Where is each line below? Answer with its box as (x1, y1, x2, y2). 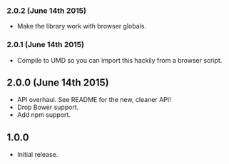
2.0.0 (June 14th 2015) (6, 76, 109, 88)
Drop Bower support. (16, 103, 79, 112)
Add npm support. (16, 111, 71, 119)
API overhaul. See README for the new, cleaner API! (16, 96, 172, 104)
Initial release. (16, 150, 58, 159)
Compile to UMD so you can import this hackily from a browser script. (16, 56, 223, 64)
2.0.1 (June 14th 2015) (6, 40, 85, 50)
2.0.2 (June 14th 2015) (6, 6, 87, 16)
